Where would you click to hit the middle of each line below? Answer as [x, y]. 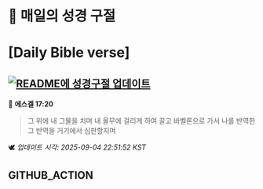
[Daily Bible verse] [69, 53]
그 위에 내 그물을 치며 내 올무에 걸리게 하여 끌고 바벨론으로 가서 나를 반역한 [141, 121]
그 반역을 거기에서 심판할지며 [71, 131]
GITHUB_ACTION [51, 175]
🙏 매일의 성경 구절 [62, 16]
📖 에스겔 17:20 [31, 104]
